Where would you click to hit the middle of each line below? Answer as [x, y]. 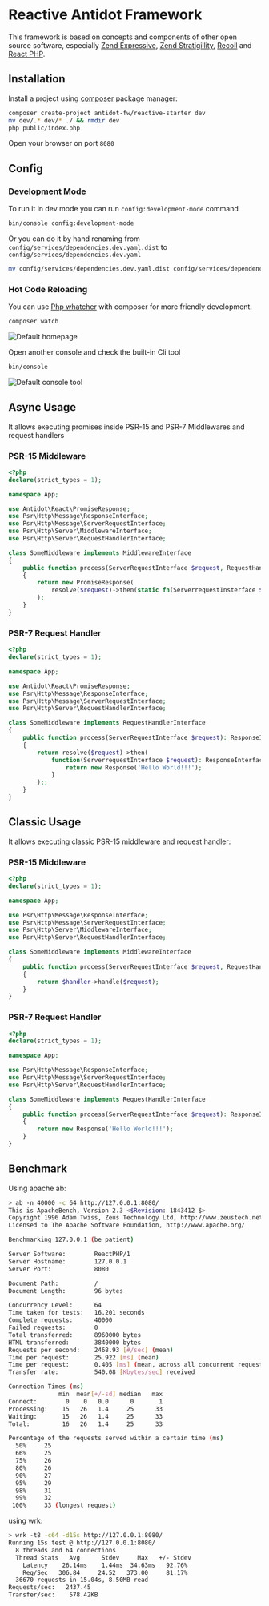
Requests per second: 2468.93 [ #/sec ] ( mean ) [91, 1350]
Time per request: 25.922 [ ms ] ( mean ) [84, 1357]
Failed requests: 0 [53, 1328]
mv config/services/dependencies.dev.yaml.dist [89, 269]
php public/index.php [44, 128]
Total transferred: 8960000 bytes [75, 1335]
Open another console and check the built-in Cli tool [94, 352]
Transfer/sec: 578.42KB [53, 1595]
